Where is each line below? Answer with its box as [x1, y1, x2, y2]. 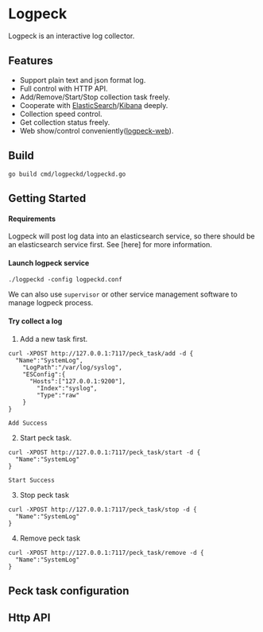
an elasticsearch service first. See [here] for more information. [8, 240, 212, 250]
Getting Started [8, 192, 87, 205]
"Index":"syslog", [37, 384, 98, 392]
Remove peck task [19, 533, 81, 543]
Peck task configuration [8, 584, 130, 597]
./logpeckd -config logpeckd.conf [8, 276, 123, 284]
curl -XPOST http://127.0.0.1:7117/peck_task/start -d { [8, 448, 201, 456]
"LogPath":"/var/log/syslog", [22, 363, 123, 371]
